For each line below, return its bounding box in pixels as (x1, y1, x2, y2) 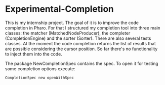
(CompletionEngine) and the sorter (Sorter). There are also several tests (5, 35, 152, 41)
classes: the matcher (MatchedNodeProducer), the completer (5, 30, 130, 36)
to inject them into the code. (5, 51, 63, 57)
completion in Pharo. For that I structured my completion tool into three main (5, 25, 161, 30)
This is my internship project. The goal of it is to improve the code (5, 20, 139, 26)
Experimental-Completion (5, 3, 114, 15)
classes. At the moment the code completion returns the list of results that (5, 40, 156, 46)
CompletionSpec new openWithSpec (5, 75, 74, 80)
